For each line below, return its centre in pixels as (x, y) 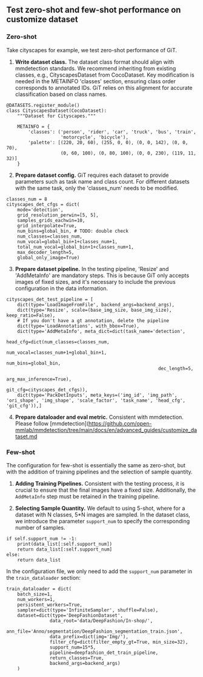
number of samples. (40, 528)
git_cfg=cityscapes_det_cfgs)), (47, 390)
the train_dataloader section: (43, 577)
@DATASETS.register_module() (43, 105)
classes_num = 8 (27, 199)
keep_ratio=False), (31, 315)
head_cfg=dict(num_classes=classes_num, (58, 342)
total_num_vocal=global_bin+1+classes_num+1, (76, 247)
